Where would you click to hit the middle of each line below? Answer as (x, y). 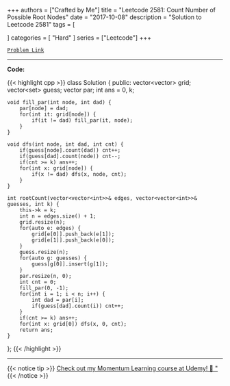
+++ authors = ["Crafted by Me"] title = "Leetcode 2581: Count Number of (111, 10)
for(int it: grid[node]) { (58, 114)
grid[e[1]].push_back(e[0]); (73, 240)
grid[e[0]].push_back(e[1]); (73, 234)
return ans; (36, 330)
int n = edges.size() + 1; (58, 216)
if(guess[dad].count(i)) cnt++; (78, 306)
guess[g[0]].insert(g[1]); (70, 264)
